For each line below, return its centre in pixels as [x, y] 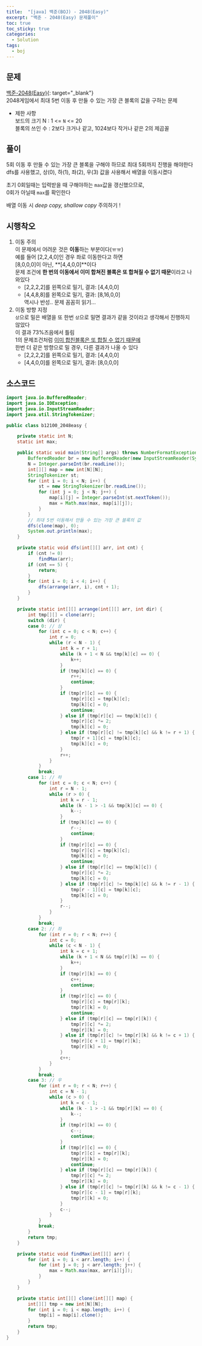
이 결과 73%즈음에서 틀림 [45, 332]
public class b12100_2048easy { [47, 425]
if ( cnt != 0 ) [45, 553]
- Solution [25, 40]
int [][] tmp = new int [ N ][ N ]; [66, 1304]
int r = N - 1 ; [68, 789]
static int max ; [38, 442]
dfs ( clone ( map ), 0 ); [54, 525]
